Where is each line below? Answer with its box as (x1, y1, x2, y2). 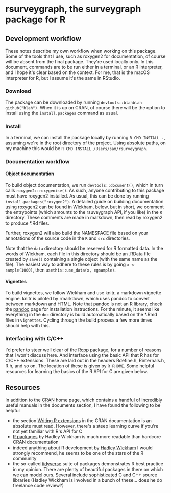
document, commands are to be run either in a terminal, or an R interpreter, (5, 64, 163, 70)
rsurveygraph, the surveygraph (5, 3, 141, 15)
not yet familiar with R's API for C (12, 428, 83, 434)
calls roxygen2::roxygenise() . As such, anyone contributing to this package (5, 187, 164, 193)
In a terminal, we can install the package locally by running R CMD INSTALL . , (5, 134, 165, 140)
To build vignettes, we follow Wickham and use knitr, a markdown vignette (5, 289, 162, 296)
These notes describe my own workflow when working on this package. (5, 48, 157, 54)
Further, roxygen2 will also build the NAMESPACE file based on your (5, 230, 149, 236)
